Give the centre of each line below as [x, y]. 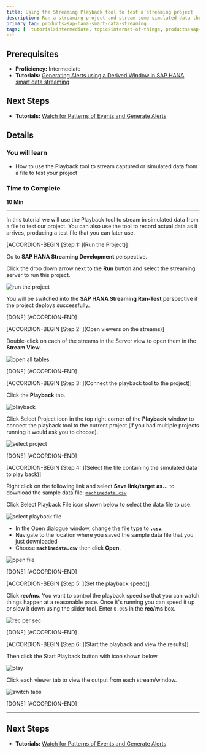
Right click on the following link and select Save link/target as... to [90, 486]
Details [20, 135]
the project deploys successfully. [48, 305]
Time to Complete [33, 189]
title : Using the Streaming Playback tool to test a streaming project [100, 12]
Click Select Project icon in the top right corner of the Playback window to [100, 419]
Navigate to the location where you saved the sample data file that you [104, 534]
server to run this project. [38, 275]
